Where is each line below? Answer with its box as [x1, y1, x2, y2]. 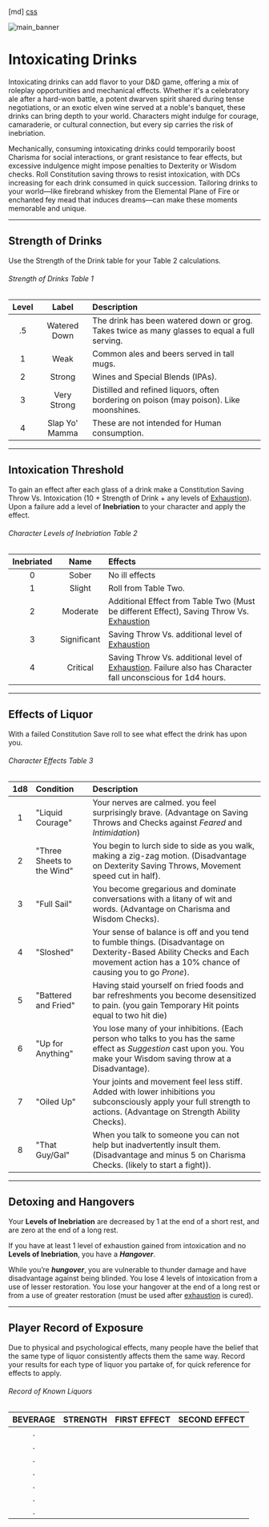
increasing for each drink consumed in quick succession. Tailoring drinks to [8, 178, 258, 187]
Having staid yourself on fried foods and [92, 979, 244, 990]
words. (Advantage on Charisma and [92, 903, 231, 914]
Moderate [62, 606, 98, 617]
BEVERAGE [12, 1414, 56, 1425]
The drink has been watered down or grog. [91, 315, 253, 326]
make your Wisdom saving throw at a [92, 1052, 232, 1064]
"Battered [35, 990, 72, 1001]
